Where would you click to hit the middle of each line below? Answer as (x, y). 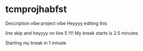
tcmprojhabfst (36, 9)
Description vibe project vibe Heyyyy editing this (56, 23)
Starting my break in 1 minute (36, 43)
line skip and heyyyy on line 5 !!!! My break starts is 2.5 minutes (72, 33)
